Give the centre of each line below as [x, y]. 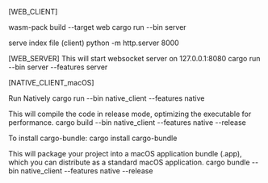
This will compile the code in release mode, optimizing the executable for [130, 114]
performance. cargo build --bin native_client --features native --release [127, 123]
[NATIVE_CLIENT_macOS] [51, 83]
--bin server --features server [58, 67]
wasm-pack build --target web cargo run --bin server [98, 27]
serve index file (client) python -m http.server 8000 [94, 43]
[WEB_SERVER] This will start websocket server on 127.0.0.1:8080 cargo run [134, 58]
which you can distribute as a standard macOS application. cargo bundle [129, 162]
